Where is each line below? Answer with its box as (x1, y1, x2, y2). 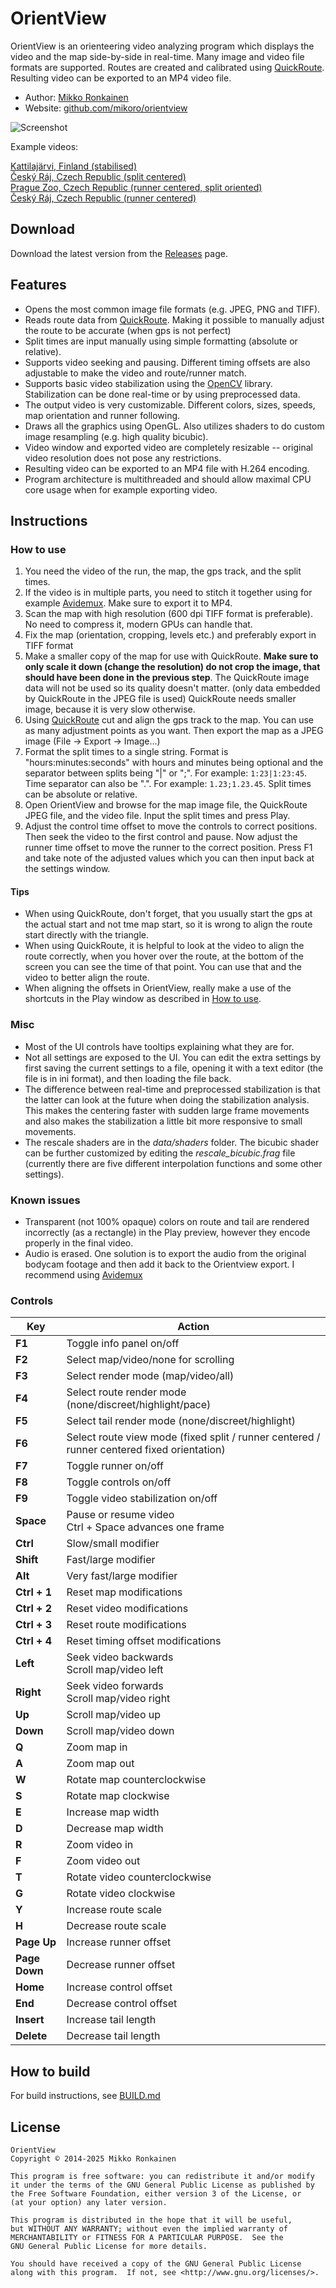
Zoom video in (66, 1838, 134, 1852)
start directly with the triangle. (24, 929, 149, 941)
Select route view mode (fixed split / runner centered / (66, 1430, 321, 1444)
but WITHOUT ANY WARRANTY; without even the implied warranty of (10, 2223, 288, 2234)
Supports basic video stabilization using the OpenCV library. (24, 377, 273, 389)
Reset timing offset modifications (66, 1634, 222, 1648)
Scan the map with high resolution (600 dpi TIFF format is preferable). (24, 608, 314, 620)
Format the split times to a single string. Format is (24, 746, 229, 758)
